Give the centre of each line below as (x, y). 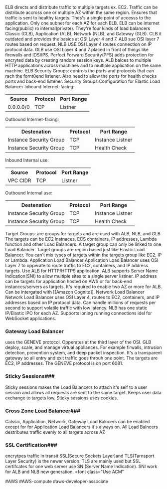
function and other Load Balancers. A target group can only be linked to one (83, 244)
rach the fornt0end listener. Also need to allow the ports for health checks (81, 76)
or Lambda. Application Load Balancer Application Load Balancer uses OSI (82, 260)
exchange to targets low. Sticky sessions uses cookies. (62, 398)
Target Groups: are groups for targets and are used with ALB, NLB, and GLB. (83, 234)
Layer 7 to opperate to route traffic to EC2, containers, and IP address (77, 265)
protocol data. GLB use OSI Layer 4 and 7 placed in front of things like (77, 50)
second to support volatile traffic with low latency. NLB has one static (76, 308)
